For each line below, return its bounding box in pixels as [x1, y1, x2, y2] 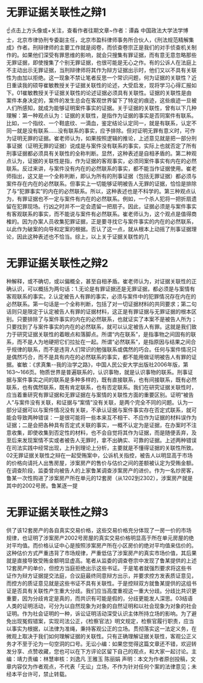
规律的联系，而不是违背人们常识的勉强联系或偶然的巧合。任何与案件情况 [11, 346, 192, 353]
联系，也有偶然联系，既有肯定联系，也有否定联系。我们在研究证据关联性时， [6, 383, 197, 391]
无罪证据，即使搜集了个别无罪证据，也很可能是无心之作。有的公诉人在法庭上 [6, 59, 197, 66]
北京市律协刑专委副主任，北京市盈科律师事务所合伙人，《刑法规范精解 [16, 36, 189, 43]
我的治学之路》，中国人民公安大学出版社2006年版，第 [56, 361, 188, 368]
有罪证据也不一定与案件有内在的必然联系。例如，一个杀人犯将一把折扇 [16, 195, 192, 202]
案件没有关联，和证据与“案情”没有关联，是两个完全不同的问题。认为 [19, 398, 188, 406]
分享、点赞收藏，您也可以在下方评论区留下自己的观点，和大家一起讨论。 [11, 647, 192, 655]
